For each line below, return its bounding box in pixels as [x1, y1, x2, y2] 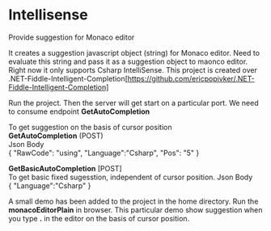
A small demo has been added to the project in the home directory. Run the [8, 196, 259, 206]
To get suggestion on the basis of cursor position [8, 122, 172, 132]
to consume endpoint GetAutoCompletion [8, 107, 150, 116]
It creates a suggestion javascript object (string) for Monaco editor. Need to [8, 48, 260, 57]
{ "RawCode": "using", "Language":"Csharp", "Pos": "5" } [8, 148, 200, 157]
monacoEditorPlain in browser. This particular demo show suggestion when [8, 204, 263, 215]
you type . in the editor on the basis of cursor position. [8, 213, 190, 223]
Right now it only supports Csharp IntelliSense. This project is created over [8, 65, 257, 74]
